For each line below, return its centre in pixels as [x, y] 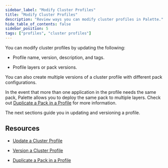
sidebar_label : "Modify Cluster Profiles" [50, 10]
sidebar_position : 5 [27, 29]
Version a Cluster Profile [38, 150]
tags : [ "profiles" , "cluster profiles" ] [48, 33]
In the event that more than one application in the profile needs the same [81, 92]
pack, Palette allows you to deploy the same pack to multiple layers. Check [83, 97]
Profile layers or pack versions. [45, 67]
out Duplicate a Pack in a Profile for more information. [61, 103]
